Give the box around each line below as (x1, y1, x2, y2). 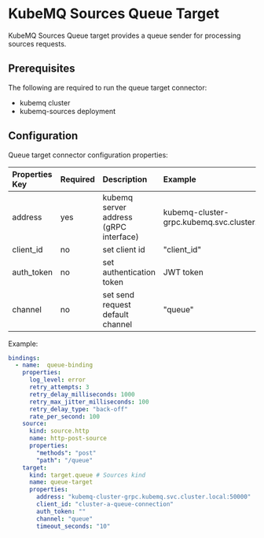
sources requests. (8, 39, 67, 48)
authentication (102, 267, 156, 278)
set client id (102, 244, 145, 255)
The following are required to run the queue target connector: (8, 83, 207, 92)
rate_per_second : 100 (28, 412, 101, 421)
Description (102, 174, 148, 185)
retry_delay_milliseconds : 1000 (28, 390, 135, 398)
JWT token (163, 267, 204, 278)
